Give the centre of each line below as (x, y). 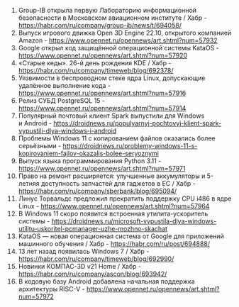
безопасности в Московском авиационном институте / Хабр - (113, 18)
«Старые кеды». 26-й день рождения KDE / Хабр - (95, 63)
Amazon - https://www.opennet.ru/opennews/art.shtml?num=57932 (118, 40)
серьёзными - (40, 146)
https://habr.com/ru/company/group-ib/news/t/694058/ (100, 25)
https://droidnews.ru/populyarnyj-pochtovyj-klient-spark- (138, 123)
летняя (29, 183)
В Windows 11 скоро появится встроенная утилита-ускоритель (113, 213)
